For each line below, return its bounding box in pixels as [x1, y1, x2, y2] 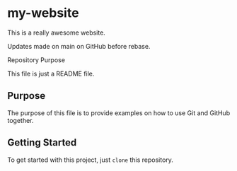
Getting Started [7, 136, 77, 149]
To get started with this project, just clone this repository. [7, 155, 173, 164]
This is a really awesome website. [7, 28, 106, 37]
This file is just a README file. [7, 69, 95, 78]
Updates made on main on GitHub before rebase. [7, 42, 151, 50]
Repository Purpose [7, 55, 66, 64]
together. [7, 116, 34, 124]
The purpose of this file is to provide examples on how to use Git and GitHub [7, 108, 231, 117]
